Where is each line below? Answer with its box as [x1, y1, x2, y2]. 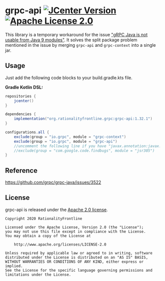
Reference [5, 166, 38, 175]
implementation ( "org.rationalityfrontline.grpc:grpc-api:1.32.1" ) [14, 116, 153, 122]
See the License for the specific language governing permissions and [5, 268, 153, 273]
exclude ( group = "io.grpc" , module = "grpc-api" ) [14, 139, 118, 144]
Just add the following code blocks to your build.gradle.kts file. [5, 74, 133, 81]
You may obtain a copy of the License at [5, 233, 91, 238]
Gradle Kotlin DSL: [5, 84, 43, 90]
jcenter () [14, 98, 34, 103]
